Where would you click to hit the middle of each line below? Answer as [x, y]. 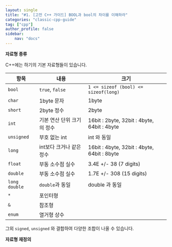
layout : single [21, 10]
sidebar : [15, 34]
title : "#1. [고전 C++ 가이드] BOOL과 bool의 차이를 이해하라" [67, 15]
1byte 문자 [52, 100]
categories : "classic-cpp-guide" [41, 19]
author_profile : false [29, 29]
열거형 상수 [52, 215]
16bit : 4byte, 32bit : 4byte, [121, 147]
